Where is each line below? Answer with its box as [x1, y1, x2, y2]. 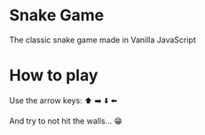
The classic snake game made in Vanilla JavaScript [9, 34, 197, 45]
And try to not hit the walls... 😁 [9, 116, 122, 126]
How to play [9, 65, 99, 86]
